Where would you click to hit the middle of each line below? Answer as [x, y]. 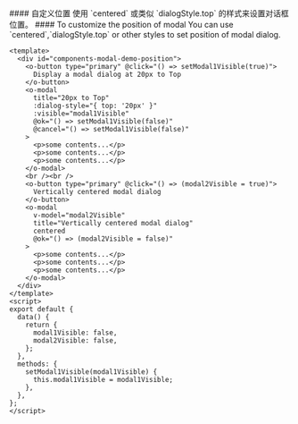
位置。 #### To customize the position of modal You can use [121, 25]
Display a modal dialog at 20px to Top [107, 74]
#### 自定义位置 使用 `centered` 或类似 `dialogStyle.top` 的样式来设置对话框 [149, 13]
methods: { [37, 364]
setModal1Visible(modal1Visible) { [91, 372]
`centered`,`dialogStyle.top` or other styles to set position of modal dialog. [145, 34]
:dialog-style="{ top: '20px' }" [95, 106]
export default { [41, 310]
